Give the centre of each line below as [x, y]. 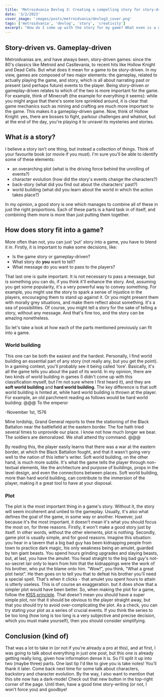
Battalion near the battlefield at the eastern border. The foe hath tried [74, 427]
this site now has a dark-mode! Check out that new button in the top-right [79, 679]
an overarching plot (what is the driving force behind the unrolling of [81, 169]
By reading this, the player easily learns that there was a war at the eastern [80, 447]
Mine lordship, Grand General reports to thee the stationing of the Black [77, 422]
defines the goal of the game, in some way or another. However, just [74, 517]
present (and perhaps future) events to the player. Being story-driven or [77, 85]
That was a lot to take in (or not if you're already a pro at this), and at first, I [80, 648]
